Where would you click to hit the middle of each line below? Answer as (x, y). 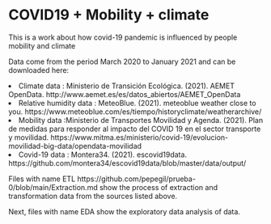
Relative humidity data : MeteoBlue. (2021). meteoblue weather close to (138, 103)
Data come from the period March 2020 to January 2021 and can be (122, 61)
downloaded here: (39, 70)
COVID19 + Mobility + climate (109, 15)
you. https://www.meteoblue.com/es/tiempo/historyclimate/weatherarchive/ (135, 112)
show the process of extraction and (159, 187)
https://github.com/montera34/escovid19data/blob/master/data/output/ (127, 163)
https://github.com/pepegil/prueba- (136, 179)
